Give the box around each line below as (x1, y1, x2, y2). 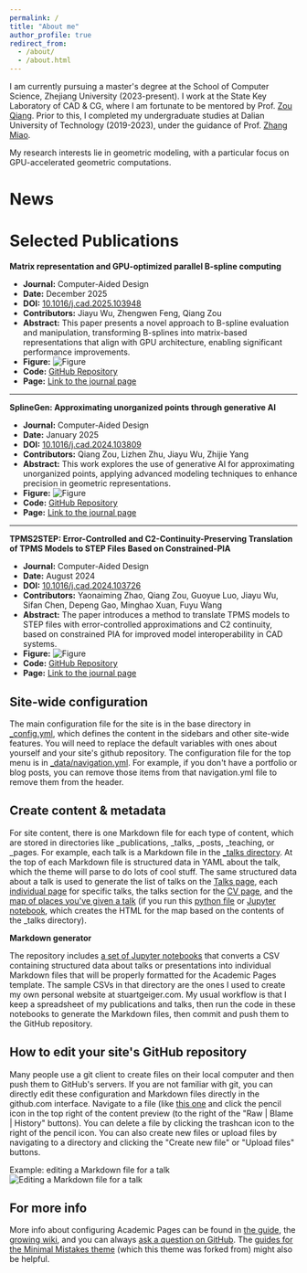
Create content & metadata (9, 803, 166, 819)
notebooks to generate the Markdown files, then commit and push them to (9, 1008, 290, 1019)
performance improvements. (22, 346, 131, 357)
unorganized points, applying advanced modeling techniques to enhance (22, 468, 298, 480)
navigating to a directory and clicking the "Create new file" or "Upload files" (9, 1137, 295, 1148)
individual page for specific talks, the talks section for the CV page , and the (9, 886, 293, 896)
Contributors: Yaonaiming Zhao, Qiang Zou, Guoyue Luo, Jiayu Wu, (22, 590, 279, 601)
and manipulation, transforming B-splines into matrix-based (22, 327, 248, 338)
